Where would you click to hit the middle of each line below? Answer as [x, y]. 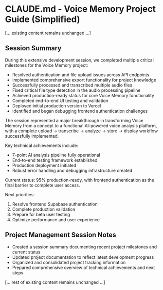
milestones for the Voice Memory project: [47, 65]
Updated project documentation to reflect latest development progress [83, 257]
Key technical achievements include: [42, 145]
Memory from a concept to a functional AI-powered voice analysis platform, [81, 125]
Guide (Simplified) [43, 19]
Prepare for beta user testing [41, 214]
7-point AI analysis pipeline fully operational [56, 155]
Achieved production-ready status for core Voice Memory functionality [83, 95]
